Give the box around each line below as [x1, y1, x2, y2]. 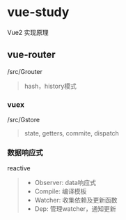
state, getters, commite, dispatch [24, 129, 120, 138]
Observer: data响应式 [34, 179, 96, 187]
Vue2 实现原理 [7, 28, 49, 36]
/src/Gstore [7, 116, 40, 124]
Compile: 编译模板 [34, 187, 87, 196]
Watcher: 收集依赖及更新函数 [34, 196, 118, 205]
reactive [7, 164, 31, 173]
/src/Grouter [7, 67, 43, 75]
